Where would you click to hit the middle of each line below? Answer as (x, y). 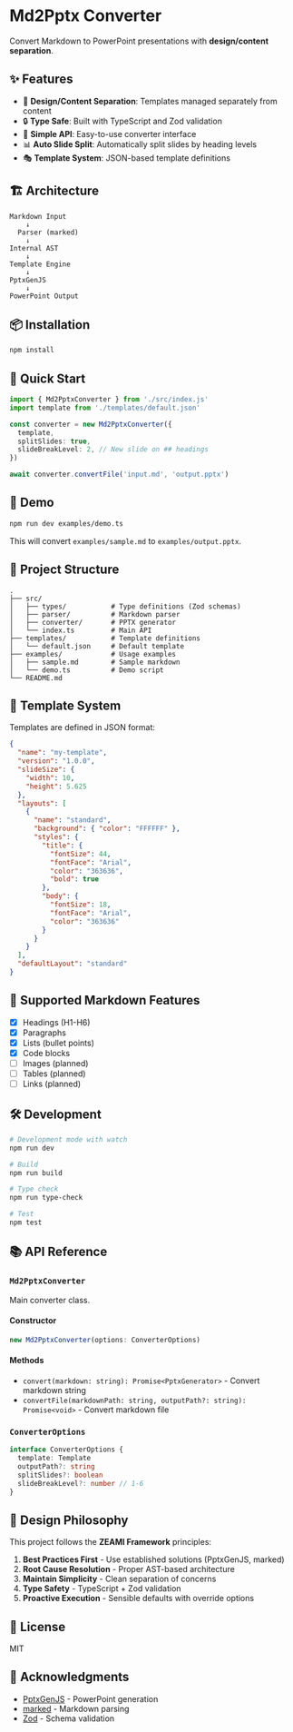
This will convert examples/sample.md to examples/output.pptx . (126, 540)
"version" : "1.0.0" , (56, 761)
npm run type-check (46, 1198)
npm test (26, 1222)
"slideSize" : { (46, 769)
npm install (32, 351)
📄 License (38, 1627)
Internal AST (34, 248)
